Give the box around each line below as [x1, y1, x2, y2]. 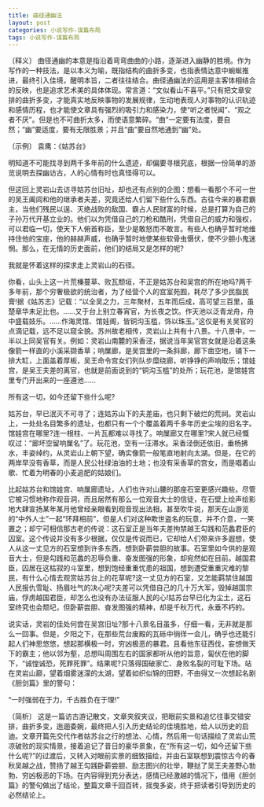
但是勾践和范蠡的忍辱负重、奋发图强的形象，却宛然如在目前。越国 [35, 554, 249, 563]
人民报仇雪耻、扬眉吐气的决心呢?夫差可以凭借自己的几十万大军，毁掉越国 [8, 583, 246, 592]
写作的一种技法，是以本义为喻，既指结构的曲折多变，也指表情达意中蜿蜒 [8, 66, 242, 76]
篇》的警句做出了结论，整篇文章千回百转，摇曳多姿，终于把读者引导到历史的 [8, 780, 256, 790]
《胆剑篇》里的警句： [8, 678, 77, 688]
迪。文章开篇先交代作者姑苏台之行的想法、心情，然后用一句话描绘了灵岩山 [8, 731, 249, 741]
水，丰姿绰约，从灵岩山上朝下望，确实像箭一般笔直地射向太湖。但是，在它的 [8, 448, 256, 458]
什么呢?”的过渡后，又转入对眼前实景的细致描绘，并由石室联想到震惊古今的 [8, 751, 249, 761]
